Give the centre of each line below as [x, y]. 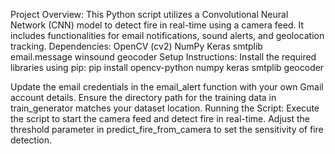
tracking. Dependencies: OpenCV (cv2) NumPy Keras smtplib [136, 46]
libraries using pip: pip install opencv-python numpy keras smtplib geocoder [167, 67]
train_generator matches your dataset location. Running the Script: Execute [165, 108]
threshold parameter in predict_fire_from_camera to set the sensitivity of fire [167, 129]
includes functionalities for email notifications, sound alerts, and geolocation [167, 35]
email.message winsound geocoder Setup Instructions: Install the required [163, 57]
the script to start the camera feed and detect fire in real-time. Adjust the [160, 118]
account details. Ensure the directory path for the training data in [143, 97]
